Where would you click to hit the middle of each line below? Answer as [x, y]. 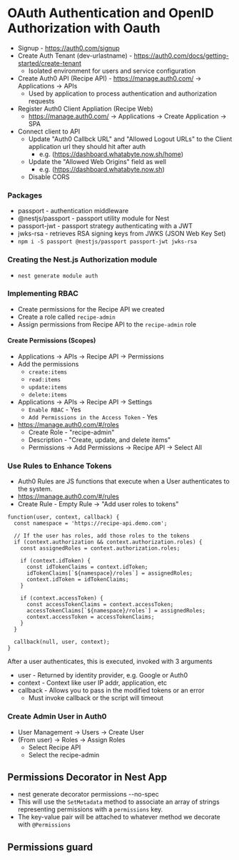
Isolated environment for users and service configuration [112, 71]
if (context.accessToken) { [62, 598]
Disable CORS [49, 177]
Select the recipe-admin [64, 754]
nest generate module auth [58, 276]
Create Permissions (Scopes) [52, 341]
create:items [48, 372]
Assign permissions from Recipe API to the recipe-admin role [107, 324]
